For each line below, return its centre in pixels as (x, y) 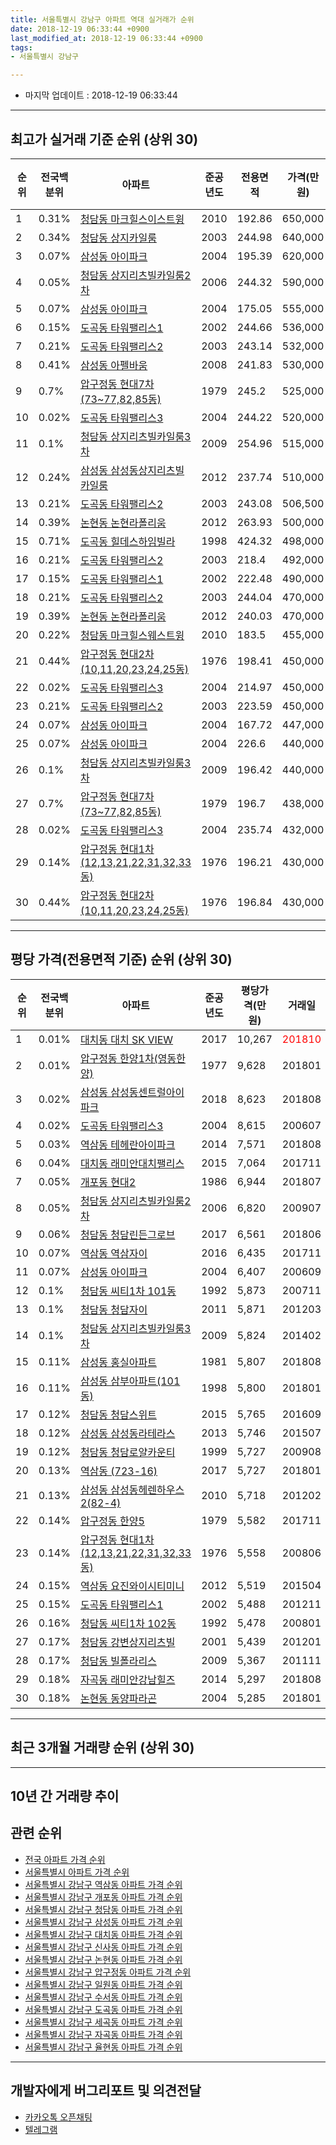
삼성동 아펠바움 (113, 365)
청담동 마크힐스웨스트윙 (132, 635)
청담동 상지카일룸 (118, 238)
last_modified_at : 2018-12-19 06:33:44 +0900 (106, 38)
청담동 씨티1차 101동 (128, 1291)
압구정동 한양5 (112, 1521)
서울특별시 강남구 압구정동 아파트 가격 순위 (108, 1972)
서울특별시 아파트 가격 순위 (77, 1872)
